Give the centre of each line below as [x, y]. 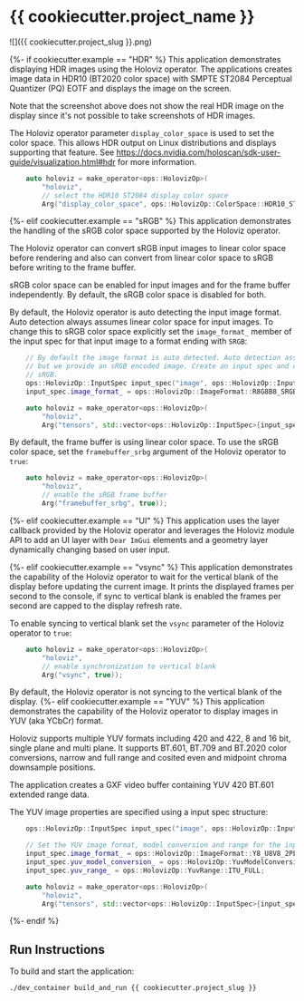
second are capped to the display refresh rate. [96, 606]
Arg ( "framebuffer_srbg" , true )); [105, 504]
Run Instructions [57, 949]
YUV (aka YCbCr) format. [57, 721]
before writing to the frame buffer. [73, 267]
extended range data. [49, 794]
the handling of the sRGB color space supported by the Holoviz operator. [145, 231]
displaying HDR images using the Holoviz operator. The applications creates [151, 69]
